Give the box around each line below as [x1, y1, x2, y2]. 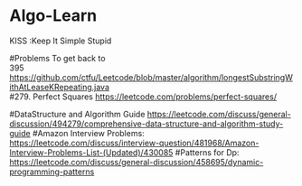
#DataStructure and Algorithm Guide [9, 108, 146, 119]
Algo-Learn [9, 5, 98, 26]
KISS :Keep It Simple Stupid [9, 35, 112, 46]
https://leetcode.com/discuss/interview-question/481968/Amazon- [9, 137, 260, 148]
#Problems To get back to [9, 52, 106, 63]
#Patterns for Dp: [175, 146, 240, 158]
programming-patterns [9, 166, 95, 177]
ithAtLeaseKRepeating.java [9, 81, 110, 92]
